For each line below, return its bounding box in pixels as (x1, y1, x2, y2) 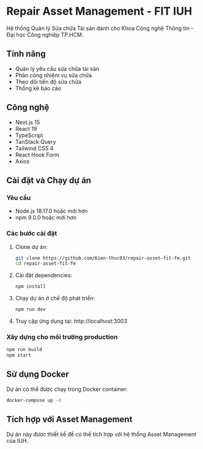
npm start (6, 352, 32, 358)
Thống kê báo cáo (15, 84, 62, 92)
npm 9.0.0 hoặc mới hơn (15, 214, 77, 221)
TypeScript (15, 132, 43, 139)
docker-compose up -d (6, 397, 62, 403)
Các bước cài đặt (6, 229, 57, 238)
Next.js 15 (15, 118, 40, 126)
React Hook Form (15, 151, 59, 158)
